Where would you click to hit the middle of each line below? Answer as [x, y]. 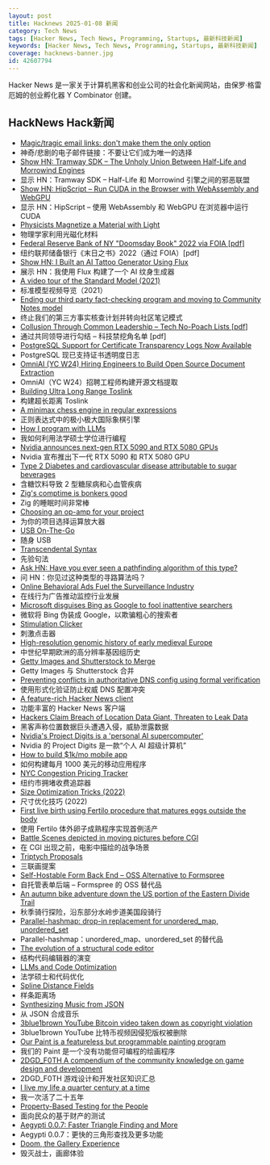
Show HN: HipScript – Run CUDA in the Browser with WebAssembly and [139, 189]
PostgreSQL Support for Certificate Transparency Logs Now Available [136, 345]
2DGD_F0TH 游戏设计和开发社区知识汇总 [87, 1078]
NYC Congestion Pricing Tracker [74, 773]
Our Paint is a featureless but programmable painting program [123, 1041]
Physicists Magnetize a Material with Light [90, 224]
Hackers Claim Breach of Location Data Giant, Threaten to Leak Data [134, 717]
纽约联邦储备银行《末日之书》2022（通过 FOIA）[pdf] [110, 253]
